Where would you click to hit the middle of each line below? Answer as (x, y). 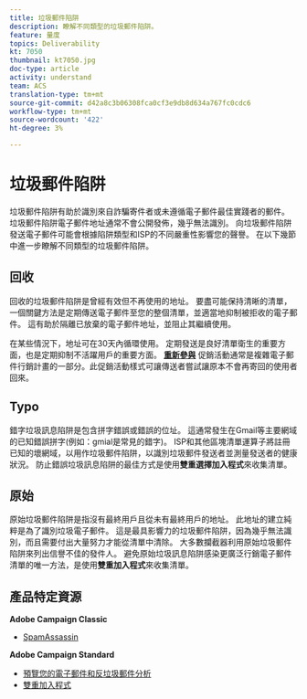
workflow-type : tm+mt (51, 111)
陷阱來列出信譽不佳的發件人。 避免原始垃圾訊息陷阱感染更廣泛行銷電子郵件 (151, 554)
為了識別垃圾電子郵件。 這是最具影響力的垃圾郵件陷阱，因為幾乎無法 (154, 531)
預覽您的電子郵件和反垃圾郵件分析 (87, 673)
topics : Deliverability (55, 43)
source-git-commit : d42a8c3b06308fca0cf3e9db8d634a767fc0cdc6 (130, 103)
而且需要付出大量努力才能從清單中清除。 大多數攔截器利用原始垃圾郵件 (159, 542)
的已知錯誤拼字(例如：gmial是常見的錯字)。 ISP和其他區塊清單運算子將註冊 (150, 441)
